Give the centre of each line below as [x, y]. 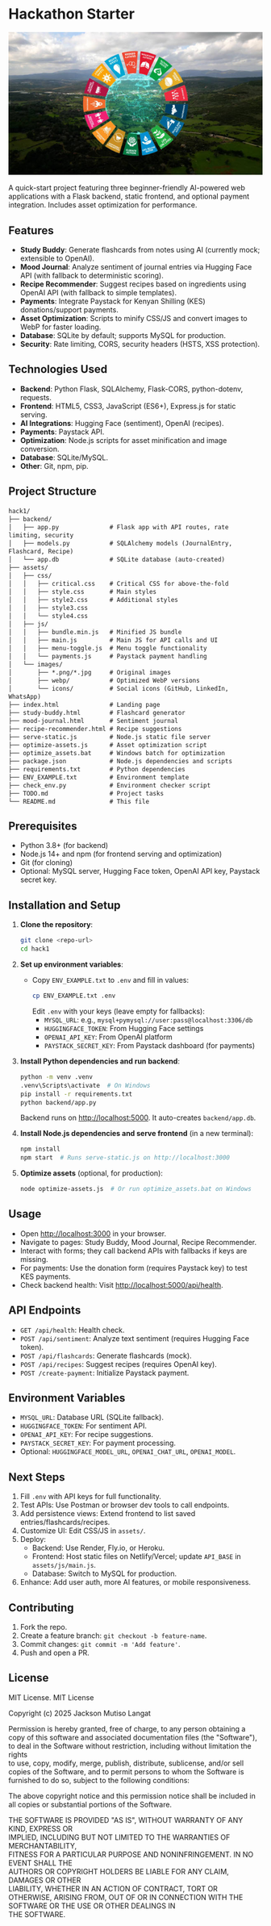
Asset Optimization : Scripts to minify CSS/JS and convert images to [133, 319]
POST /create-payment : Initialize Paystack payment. [104, 1372]
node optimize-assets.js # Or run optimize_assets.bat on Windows [135, 1189]
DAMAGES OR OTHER [45, 1880]
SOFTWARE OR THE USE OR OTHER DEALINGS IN [92, 1906]
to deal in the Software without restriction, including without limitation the [130, 1746]
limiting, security [41, 535]
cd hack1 [35, 949]
